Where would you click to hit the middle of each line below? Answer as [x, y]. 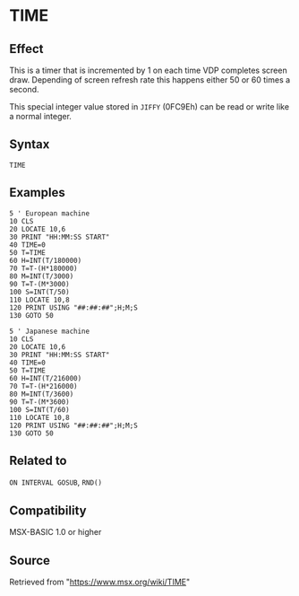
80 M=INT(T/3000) [42, 276]
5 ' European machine [50, 213]
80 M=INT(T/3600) [42, 394]
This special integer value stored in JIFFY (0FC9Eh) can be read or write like [149, 107]
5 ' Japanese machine [50, 331]
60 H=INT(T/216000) [46, 378]
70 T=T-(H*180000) [43, 268]
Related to [38, 461]
